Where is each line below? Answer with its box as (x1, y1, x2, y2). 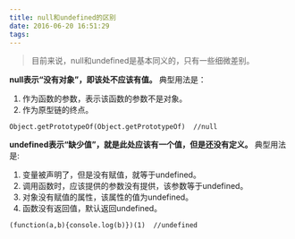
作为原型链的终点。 (21, 105, 94, 115)
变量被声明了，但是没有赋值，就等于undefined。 (21, 169, 201, 180)
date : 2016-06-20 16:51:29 (9, 21, 110, 30)
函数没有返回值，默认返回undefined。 (21, 203, 163, 214)
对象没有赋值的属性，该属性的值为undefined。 (21, 192, 194, 202)
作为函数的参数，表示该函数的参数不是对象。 (21, 93, 188, 104)
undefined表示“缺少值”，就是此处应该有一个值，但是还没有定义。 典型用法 (9, 140, 286, 150)
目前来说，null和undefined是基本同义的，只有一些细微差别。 (30, 55, 255, 66)
